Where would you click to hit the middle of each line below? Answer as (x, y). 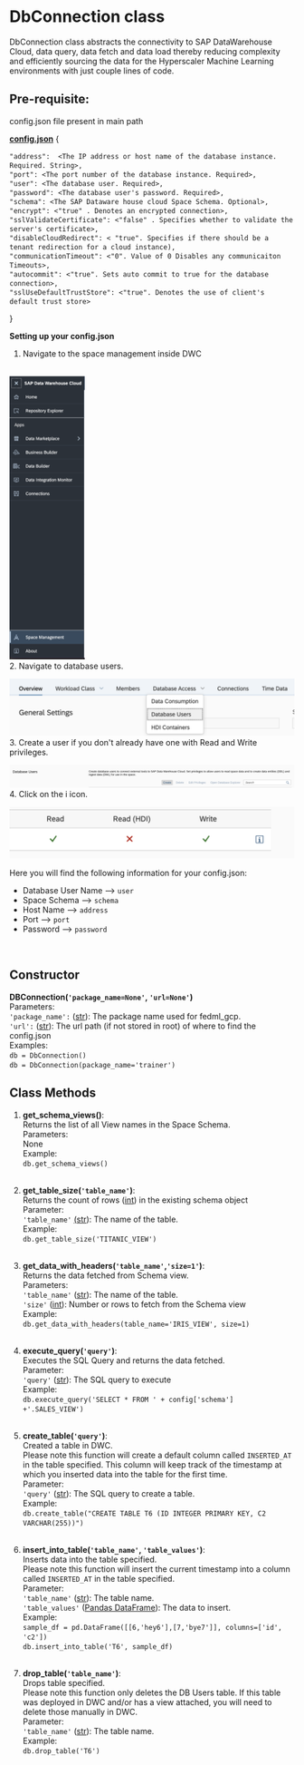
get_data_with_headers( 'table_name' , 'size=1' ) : (114, 1265)
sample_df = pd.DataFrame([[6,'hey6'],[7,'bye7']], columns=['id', (152, 1627)
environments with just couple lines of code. (92, 71)
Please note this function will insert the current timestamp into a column (157, 1569)
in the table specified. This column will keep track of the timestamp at (152, 1464)
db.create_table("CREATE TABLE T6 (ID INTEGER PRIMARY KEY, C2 (144, 1513)
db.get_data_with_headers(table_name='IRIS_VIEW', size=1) (136, 1324)
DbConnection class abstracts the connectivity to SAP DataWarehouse (141, 42)
